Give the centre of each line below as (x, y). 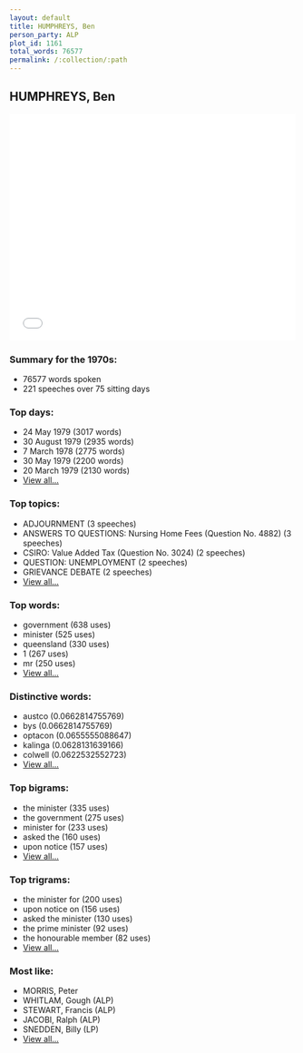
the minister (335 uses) (66, 808)
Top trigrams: (40, 880)
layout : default (40, 18)
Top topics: (35, 504)
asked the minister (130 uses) (78, 919)
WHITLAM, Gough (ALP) (68, 1000)
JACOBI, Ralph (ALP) (62, 1020)
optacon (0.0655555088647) (77, 735)
